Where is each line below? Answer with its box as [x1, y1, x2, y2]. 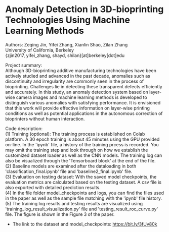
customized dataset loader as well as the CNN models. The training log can [5, 152, 162, 158]
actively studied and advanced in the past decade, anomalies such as [5, 73, 151, 79]
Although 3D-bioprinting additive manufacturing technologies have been [5, 67, 157, 74]
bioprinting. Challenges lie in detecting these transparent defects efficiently [5, 83, 163, 89]
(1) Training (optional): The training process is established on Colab [5, 131, 145, 137]
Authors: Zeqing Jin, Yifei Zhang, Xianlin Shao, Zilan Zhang [5, 41, 128, 47]
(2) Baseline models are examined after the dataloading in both [5, 163, 137, 169]
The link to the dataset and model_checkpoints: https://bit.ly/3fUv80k [12, 221, 157, 227]
